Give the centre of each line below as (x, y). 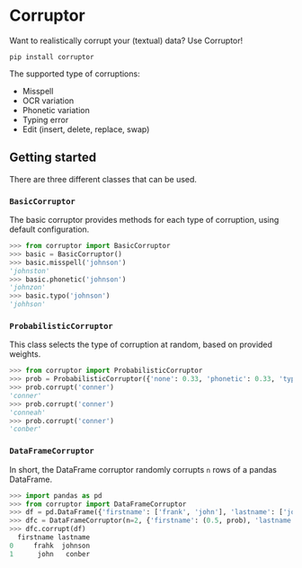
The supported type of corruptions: (75, 74)
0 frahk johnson (50, 546)
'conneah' (28, 413)
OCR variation (48, 101)
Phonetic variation (56, 110)
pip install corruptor (52, 57)
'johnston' (30, 271)
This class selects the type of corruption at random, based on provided (141, 345)
